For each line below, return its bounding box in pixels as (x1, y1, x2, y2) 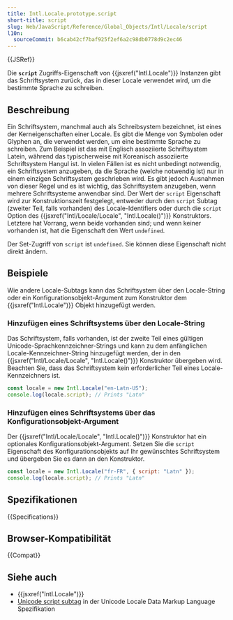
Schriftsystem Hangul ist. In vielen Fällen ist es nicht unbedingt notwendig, (7, 159, 222, 168)
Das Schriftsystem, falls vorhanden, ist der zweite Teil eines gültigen (7, 334, 204, 343)
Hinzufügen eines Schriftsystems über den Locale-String (7, 318, 206, 328)
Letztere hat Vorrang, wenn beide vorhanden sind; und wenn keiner (7, 219, 202, 227)
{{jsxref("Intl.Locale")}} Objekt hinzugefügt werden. (7, 301, 156, 309)
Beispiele (7, 267, 49, 279)
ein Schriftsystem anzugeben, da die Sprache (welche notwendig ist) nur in (7, 167, 224, 175)
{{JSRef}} (7, 55, 35, 64)
